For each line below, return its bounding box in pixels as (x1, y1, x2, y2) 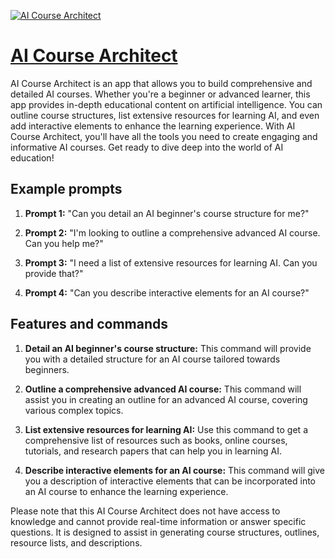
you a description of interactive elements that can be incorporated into (24, 475, 316, 487)
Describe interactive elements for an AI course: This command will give (24, 464, 325, 476)
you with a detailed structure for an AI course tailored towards (24, 353, 281, 365)
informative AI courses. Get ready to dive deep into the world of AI (10, 141, 284, 153)
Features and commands (10, 316, 168, 333)
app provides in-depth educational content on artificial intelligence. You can (10, 98, 323, 110)
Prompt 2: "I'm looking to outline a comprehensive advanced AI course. (24, 226, 321, 239)
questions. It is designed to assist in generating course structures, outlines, (10, 526, 320, 538)
